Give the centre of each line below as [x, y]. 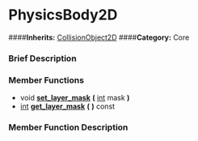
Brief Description [42, 58]
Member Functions [46, 80]
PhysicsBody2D [63, 15]
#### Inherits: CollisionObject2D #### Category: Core [99, 37]
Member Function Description [68, 127]
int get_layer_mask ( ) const [67, 106]
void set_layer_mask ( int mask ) [75, 98]
